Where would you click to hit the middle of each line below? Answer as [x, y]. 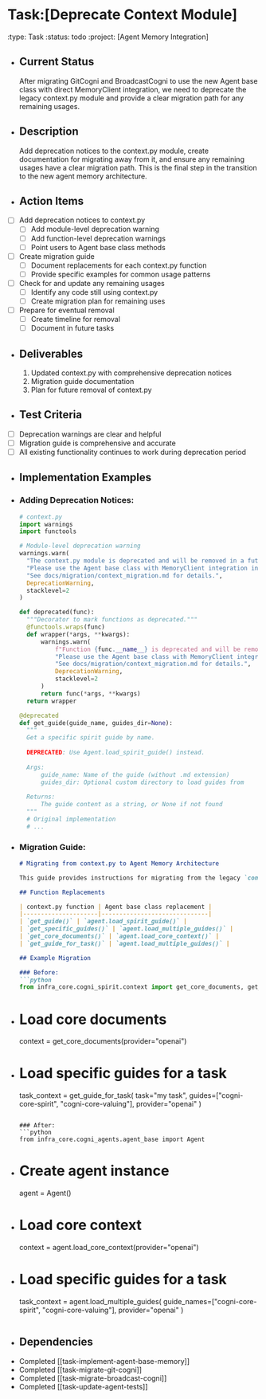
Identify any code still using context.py [94, 292]
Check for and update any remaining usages [92, 283]
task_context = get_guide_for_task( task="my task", [103, 1095]
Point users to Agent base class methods [98, 247]
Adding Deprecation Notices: [76, 500]
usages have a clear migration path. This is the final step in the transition [138, 167]
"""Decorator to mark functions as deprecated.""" [112, 620]
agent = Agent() [45, 1193]
